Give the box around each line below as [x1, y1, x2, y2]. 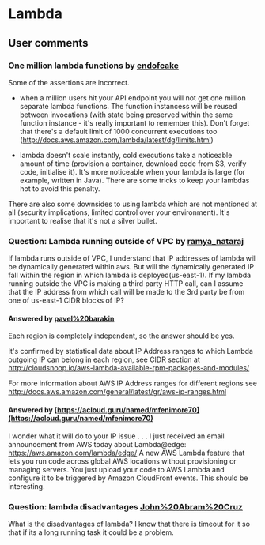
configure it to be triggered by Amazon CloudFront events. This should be [8, 473, 248, 483]
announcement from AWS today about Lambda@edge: [8, 439, 187, 449]
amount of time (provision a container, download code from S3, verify [19, 159, 247, 168]
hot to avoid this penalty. [19, 183, 100, 194]
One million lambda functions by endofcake [8, 60, 180, 71]
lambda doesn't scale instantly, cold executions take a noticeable [19, 150, 233, 160]
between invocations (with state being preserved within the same [19, 110, 233, 119]
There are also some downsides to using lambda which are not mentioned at [8, 199, 258, 209]
